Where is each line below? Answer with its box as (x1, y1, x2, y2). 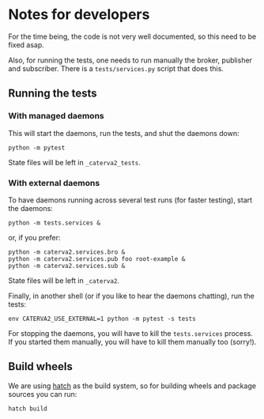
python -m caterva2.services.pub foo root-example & (8, 255, 186, 262)
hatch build (8, 405, 47, 413)
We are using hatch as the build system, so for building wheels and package (8, 381, 257, 391)
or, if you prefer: (8, 232, 61, 242)
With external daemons (8, 177, 100, 188)
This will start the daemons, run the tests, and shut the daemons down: (8, 128, 239, 138)
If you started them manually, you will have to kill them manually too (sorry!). (8, 337, 257, 346)
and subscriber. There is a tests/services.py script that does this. (8, 63, 224, 73)
